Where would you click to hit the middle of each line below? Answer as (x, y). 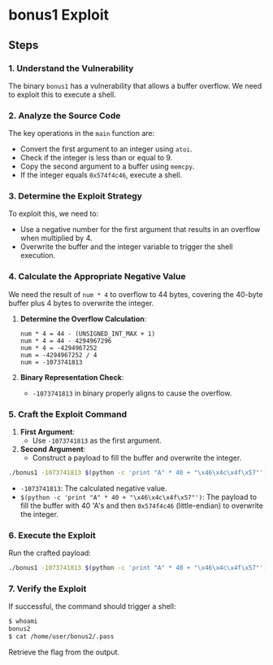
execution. (38, 256)
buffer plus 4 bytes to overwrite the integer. (81, 303)
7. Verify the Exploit (48, 589)
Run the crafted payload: (50, 553)
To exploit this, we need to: (54, 214)
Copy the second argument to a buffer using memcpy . (107, 166)
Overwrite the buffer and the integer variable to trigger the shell (126, 247)
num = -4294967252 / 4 (58, 355)
